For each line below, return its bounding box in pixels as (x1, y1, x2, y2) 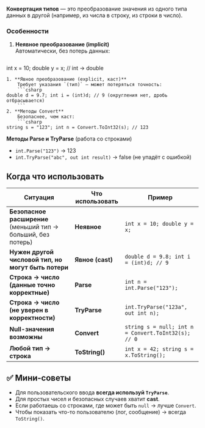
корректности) (9, 314, 56, 322)
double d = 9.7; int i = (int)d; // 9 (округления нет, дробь (6, 92, 168, 98)
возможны (9, 333, 43, 341)
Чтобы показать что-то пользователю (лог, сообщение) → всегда (15, 408, 186, 415)
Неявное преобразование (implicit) (15, 41, 110, 48)
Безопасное (9, 207, 46, 216)
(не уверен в (9, 306, 49, 314)
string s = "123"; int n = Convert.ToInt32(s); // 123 (6, 125, 149, 131)
